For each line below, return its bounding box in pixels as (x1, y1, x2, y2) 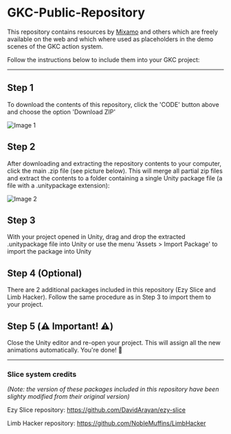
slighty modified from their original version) (7, 393, 130, 401)
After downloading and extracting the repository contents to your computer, (7, 159, 222, 167)
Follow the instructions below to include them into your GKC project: (7, 55, 200, 63)
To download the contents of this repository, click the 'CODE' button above (7, 100, 219, 108)
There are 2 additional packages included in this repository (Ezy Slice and (7, 286, 216, 294)
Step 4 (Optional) (7, 267, 82, 279)
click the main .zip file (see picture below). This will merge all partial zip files (7, 167, 223, 175)
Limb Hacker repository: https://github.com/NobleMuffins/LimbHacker (7, 419, 206, 428)
